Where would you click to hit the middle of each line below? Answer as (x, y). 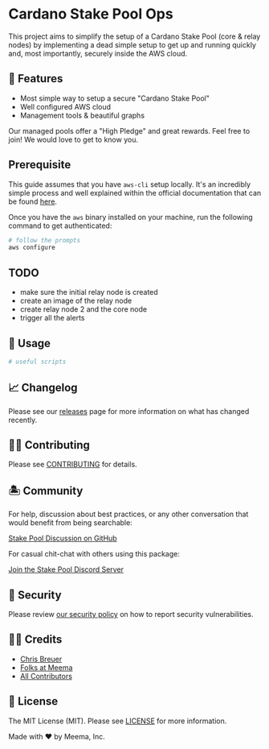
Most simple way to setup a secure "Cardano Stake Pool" (115, 98)
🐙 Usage (29, 343)
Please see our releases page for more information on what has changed (129, 411)
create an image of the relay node (76, 301)
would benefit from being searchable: (70, 523)
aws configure (32, 248)
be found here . (33, 201)
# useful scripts (37, 362)
